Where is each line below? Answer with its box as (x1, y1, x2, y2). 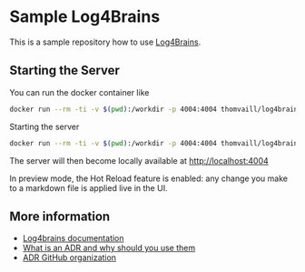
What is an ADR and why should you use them (22, 243, 196, 254)
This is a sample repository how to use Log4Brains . (9, 36, 202, 47)
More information (9, 208, 111, 224)
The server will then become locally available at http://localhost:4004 (9, 155, 270, 166)
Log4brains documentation (22, 233, 124, 244)
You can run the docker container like (9, 86, 150, 97)
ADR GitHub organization (22, 252, 116, 263)
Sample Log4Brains (9, 6, 161, 27)
